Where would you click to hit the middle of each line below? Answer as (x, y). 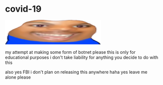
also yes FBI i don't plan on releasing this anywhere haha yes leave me (76, 72)
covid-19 (23, 9)
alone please (18, 77)
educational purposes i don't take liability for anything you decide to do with (82, 57)
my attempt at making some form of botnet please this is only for (70, 52)
